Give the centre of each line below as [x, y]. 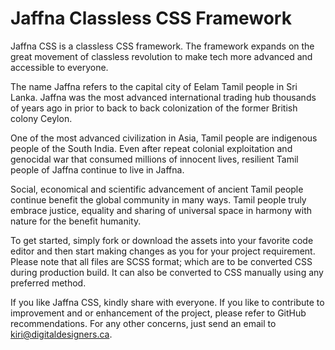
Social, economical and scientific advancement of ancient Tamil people [157, 189]
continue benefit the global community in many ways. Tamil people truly [158, 199]
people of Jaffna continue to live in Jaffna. [97, 169]
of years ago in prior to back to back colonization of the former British [154, 108]
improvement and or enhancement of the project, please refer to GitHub [158, 313]
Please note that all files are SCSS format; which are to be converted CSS [161, 261]
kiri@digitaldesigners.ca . [61, 334]
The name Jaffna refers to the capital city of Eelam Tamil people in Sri [154, 86]
